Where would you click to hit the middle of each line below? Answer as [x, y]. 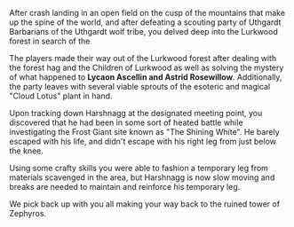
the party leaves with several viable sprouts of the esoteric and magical [140, 86]
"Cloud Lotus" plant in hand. [61, 96]
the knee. [27, 151]
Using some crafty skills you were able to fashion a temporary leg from [139, 168]
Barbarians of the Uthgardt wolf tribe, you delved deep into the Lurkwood [143, 31]
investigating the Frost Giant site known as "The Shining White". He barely [144, 132]
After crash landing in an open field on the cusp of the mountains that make [147, 13]
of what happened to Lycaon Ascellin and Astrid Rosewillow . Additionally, [146, 77]
